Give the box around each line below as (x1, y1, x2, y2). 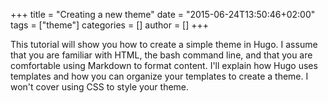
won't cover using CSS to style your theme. (10, 81, 190, 93)
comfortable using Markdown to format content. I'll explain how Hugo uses (10, 60, 318, 71)
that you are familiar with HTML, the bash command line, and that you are (10, 49, 313, 61)
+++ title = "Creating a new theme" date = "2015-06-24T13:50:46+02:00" (10, 9, 316, 20)
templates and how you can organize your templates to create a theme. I (10, 70, 309, 82)
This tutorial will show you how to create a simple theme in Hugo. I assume (10, 39, 318, 50)
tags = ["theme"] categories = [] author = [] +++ (10, 19, 210, 31)
